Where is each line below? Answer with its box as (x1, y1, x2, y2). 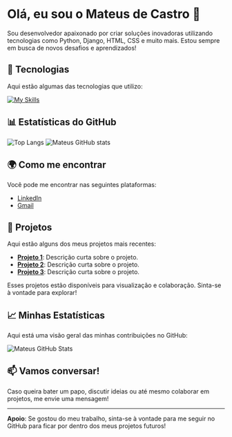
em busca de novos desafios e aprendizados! (7, 43, 137, 52)
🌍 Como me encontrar (7, 159, 106, 171)
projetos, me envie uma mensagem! (7, 394, 109, 402)
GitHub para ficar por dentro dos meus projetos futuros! (7, 421, 166, 430)
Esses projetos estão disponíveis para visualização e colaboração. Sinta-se (7, 281, 222, 289)
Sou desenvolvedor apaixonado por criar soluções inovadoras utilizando (7, 29, 213, 37)
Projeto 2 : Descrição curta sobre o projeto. (17, 260, 139, 269)
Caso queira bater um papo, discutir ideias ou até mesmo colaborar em (7, 387, 209, 396)
